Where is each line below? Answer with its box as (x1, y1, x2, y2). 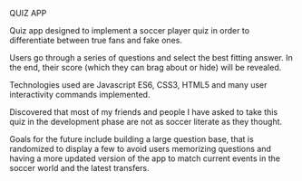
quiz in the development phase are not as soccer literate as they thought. (9, 117, 283, 127)
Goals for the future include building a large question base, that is (9, 134, 254, 144)
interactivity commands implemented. (9, 90, 151, 100)
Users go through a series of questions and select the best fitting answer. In (9, 52, 293, 62)
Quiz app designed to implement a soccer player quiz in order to (9, 25, 250, 35)
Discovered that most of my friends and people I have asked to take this (9, 107, 278, 117)
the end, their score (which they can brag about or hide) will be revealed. (9, 62, 282, 72)
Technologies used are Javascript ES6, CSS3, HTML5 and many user (9, 80, 268, 90)
